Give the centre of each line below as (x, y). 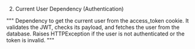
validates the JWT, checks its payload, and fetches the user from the (93, 27)
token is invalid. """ (31, 40)
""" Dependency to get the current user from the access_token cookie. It (98, 21)
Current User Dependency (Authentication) (69, 9)
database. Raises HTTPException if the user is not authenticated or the (96, 34)
